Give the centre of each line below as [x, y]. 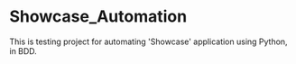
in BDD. [23, 50]
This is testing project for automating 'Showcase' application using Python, [148, 41]
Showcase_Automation [98, 17]
